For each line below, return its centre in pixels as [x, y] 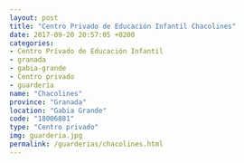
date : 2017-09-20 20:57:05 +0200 [72, 34]
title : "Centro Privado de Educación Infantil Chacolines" [123, 26]
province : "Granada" [48, 102]
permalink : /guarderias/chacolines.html [87, 144]
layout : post [34, 18]
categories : [32, 43]
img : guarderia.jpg [46, 136]
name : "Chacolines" [46, 93]
